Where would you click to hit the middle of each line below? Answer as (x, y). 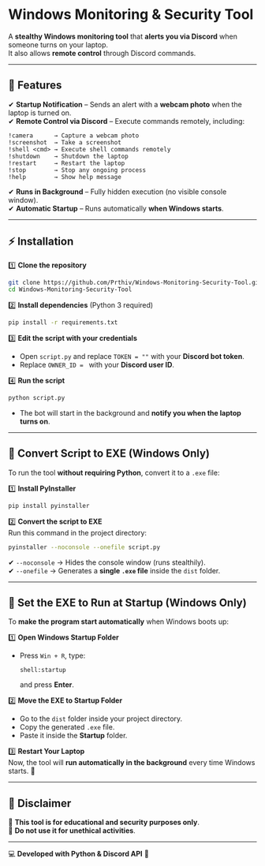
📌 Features (35, 86)
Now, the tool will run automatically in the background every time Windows (132, 763)
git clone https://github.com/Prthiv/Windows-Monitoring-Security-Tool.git (135, 282)
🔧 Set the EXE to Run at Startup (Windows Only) (127, 603)
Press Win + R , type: (52, 655)
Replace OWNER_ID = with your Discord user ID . (97, 365)
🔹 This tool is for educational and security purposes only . (104, 823)
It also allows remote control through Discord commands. (102, 53)
